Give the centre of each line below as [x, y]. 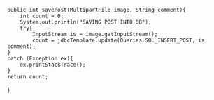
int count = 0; [42, 16]
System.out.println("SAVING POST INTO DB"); [86, 22]
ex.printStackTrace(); [53, 65]
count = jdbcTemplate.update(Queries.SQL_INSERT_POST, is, [120, 40]
